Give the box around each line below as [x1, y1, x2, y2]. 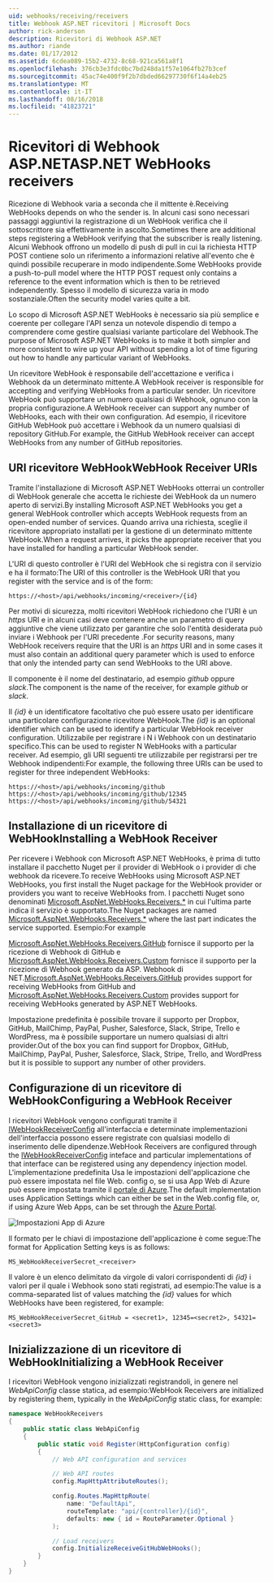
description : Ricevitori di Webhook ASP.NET [8, 34, 162, 43]
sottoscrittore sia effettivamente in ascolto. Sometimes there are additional [8, 225, 256, 235]
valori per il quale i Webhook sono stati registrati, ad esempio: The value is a [8, 1281, 262, 1290]
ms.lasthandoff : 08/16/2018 [8, 95, 104, 103]
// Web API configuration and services [51, 1455, 187, 1464]
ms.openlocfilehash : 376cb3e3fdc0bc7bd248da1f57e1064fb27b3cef [8, 65, 227, 73]
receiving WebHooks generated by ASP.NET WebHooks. [8, 999, 197, 1008]
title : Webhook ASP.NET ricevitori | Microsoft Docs [8, 20, 191, 28]
